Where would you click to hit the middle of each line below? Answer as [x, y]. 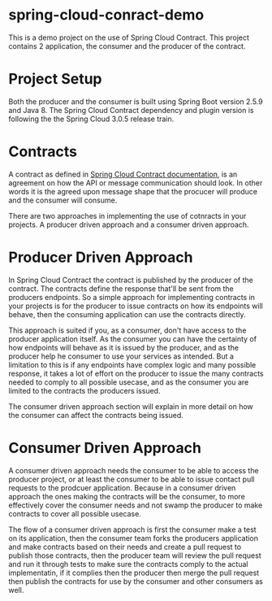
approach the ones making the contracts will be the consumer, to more [127, 496]
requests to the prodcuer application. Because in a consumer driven [122, 488]
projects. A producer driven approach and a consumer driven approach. [129, 224]
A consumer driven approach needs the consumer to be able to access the [134, 470]
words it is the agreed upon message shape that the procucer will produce [133, 191]
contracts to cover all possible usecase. [75, 513]
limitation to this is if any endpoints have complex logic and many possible [132, 364]
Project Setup [56, 79]
